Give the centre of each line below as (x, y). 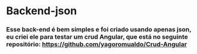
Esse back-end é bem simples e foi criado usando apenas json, (99, 30)
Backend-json (42, 11)
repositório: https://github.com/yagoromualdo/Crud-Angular (97, 45)
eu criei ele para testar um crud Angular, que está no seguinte (97, 37)
